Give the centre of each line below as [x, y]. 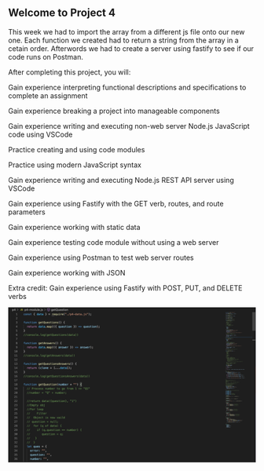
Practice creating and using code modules [77, 149]
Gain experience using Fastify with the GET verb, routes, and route [116, 203]
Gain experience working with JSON [67, 272]
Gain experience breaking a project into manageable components [114, 111]
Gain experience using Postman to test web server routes [101, 257]
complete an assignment [48, 95]
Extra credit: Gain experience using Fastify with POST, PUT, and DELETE [125, 288]
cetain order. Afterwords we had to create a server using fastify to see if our [131, 48]
